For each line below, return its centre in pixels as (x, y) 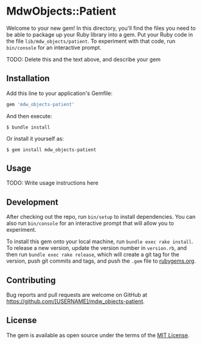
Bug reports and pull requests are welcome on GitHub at (77, 295)
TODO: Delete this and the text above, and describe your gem (84, 59)
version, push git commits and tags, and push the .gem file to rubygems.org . (101, 261)
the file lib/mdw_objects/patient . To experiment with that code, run (91, 41)
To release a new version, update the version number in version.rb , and (97, 248)
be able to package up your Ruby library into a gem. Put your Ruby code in (100, 34)
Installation (28, 78)
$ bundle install (28, 127)
